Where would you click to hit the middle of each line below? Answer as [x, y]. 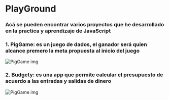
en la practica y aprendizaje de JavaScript [58, 31]
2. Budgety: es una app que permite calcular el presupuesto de [84, 75]
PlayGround [31, 9]
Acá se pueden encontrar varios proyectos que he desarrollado [85, 25]
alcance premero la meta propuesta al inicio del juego [73, 51]
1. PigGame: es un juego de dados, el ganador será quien [76, 44]
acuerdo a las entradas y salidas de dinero [58, 81]
